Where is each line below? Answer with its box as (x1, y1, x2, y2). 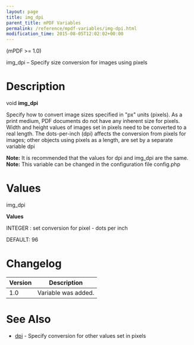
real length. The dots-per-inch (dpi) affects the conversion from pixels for (6, 130, 186, 137)
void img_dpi (6, 100, 39, 107)
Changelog (6, 257, 62, 270)
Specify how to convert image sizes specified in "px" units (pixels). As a (6, 111, 183, 118)
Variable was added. (37, 288, 95, 297)
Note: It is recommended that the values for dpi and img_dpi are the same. (6, 155, 189, 162)
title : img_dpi (6, 14, 44, 20)
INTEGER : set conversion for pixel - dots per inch (6, 224, 128, 232)
